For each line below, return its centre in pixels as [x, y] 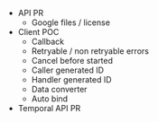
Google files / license [71, 22]
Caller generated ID [68, 70]
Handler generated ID [71, 79]
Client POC [38, 32]
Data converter [59, 89]
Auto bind [50, 99]
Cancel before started [72, 61]
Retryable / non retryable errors [90, 51]
